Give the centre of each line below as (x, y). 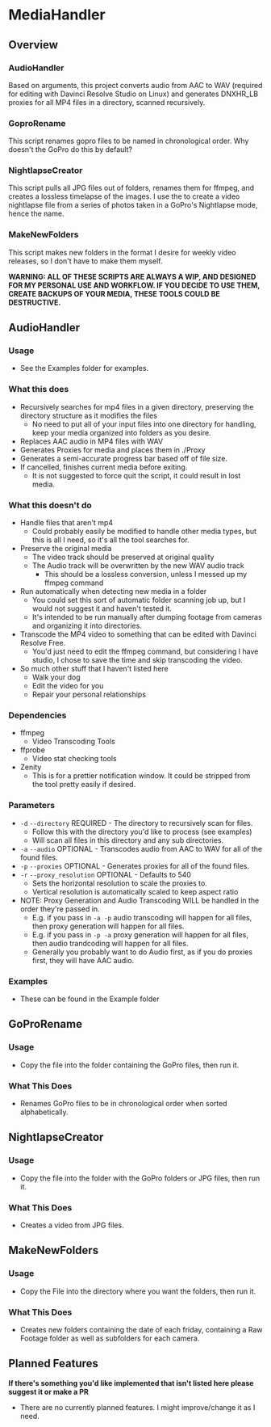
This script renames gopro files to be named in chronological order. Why (129, 141)
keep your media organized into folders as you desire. (121, 432)
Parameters (31, 806)
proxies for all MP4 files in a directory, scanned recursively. (107, 102)
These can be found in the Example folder (90, 999)
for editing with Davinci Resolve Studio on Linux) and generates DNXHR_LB (133, 94)
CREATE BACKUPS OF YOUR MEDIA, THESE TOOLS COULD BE (114, 293)
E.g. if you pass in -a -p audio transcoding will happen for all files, (142, 917)
